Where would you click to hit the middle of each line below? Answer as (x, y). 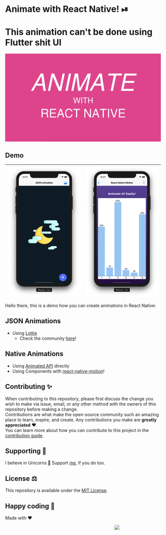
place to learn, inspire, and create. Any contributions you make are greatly (81, 420)
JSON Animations (33, 321)
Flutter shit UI (33, 43)
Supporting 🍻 (26, 451)
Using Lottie (24, 333)
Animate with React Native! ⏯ (67, 9)
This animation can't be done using (79, 32)
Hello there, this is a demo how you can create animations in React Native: (81, 306)
